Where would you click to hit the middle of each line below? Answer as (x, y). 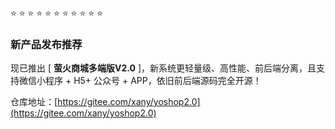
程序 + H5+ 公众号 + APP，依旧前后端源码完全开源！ (153, 81)
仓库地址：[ (34, 102)
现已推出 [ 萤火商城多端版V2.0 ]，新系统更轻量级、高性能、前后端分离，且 (163, 68)
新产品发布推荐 (46, 44)
